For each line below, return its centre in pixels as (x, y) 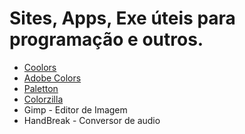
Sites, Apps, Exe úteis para (122, 18)
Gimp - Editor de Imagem (75, 109)
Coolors (40, 67)
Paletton (41, 88)
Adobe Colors (52, 78)
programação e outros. (106, 39)
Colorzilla (43, 99)
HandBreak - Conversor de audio (92, 120)
